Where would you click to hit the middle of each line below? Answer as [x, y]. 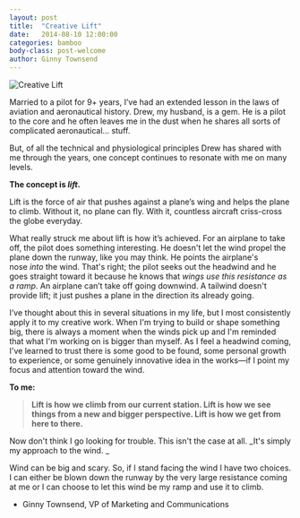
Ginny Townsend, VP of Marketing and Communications [126, 504]
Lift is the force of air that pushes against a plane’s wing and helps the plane [150, 202]
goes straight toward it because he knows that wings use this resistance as [148, 276]
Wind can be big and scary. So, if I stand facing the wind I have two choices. [150, 468]
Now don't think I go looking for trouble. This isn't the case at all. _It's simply [150, 441]
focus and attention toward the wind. [77, 370]
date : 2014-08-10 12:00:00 [64, 34]
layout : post [34, 17]
